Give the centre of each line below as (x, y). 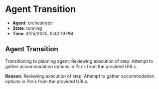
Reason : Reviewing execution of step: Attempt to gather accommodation (80, 76)
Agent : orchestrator (33, 23)
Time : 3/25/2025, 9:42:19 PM (43, 33)
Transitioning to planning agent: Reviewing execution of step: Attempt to (79, 61)
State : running (27, 28)
